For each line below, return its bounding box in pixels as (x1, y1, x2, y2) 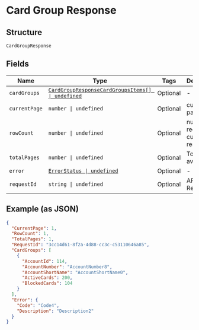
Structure (6, 27, 43, 37)
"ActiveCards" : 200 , (21, 275, 73, 281)
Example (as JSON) (6, 204, 79, 214)
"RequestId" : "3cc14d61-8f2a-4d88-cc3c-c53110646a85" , (11, 242, 150, 248)
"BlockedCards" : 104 (21, 280, 73, 287)
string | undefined (48, 180, 104, 188)
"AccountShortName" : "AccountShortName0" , (21, 269, 129, 275)
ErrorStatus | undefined (48, 167, 118, 174)
